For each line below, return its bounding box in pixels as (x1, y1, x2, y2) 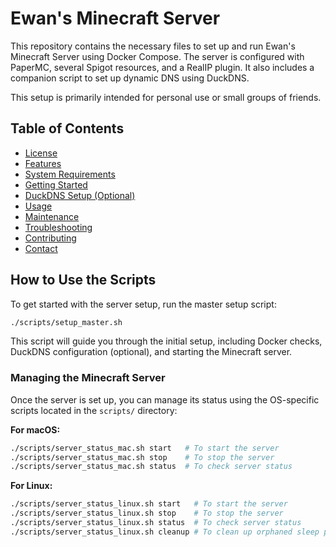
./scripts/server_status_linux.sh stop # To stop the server (10, 508, 284, 519)
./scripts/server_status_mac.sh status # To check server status (10, 462, 293, 472)
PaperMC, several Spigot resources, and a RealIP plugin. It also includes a (10, 61, 315, 73)
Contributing (24, 232, 77, 244)
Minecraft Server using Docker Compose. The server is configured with (10, 50, 305, 62)
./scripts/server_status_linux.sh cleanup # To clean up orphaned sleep (10, 527, 320, 537)
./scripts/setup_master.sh (10, 317, 123, 327)
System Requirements (24, 168, 116, 180)
